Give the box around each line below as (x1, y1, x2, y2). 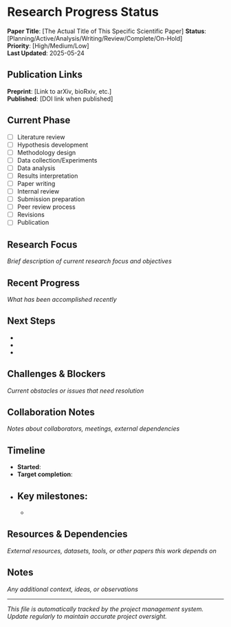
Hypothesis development (16, 141, 89, 149)
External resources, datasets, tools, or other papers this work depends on (7, 546, 217, 555)
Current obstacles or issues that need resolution (7, 387, 144, 395)
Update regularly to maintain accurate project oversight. (7, 612, 167, 620)
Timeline (7, 444, 46, 456)
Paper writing (16, 179, 56, 187)
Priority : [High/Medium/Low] (7, 41, 89, 50)
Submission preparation (16, 195, 85, 203)
